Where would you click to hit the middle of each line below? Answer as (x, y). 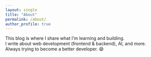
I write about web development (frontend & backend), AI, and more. (76, 44)
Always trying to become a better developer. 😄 (54, 49)
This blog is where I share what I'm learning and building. (65, 38)
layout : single (21, 10)
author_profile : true (28, 24)
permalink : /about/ (26, 19)
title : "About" (21, 15)
